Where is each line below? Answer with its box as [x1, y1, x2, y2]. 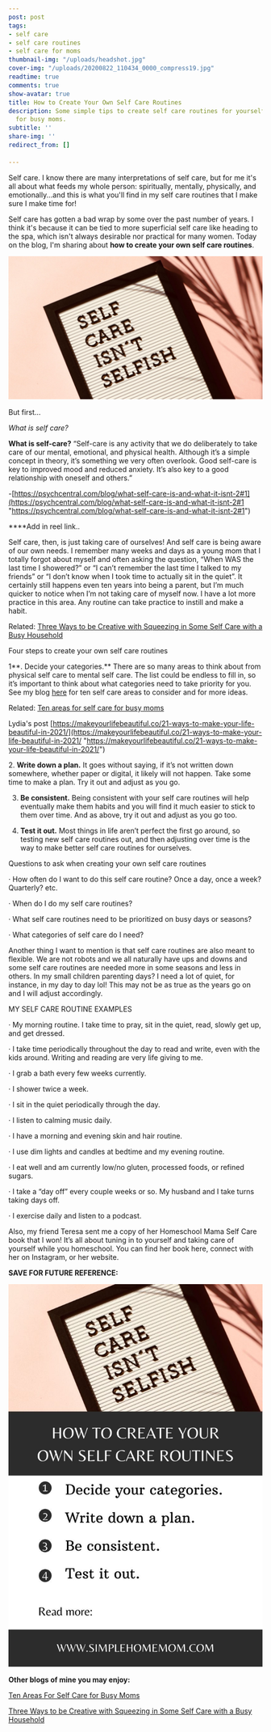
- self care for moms [8, 47, 81, 56]
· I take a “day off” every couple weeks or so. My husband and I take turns [8, 1187, 255, 1197]
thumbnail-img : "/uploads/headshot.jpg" [8, 56, 147, 64]
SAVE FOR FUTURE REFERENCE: [8, 1268, 119, 1278]
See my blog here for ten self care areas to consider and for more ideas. [8, 687, 248, 697]
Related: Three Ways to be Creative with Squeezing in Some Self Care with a [8, 622, 263, 632]
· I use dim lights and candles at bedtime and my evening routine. [8, 1147, 225, 1156]
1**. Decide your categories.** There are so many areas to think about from [8, 661, 261, 671]
